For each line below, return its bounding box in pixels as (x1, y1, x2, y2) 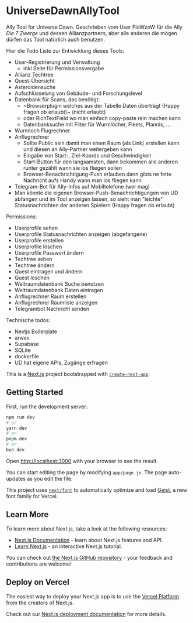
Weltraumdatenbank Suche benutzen (14, 280, 104, 287)
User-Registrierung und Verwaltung (14, 59, 100, 66)
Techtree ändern (14, 262, 55, 269)
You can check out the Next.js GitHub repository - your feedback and (6, 554, 173, 561)
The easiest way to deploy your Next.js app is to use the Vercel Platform (6, 593, 180, 600)
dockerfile (14, 352, 39, 360)
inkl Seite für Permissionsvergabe (23, 64, 104, 71)
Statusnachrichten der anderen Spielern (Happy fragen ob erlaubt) (14, 201, 175, 208)
